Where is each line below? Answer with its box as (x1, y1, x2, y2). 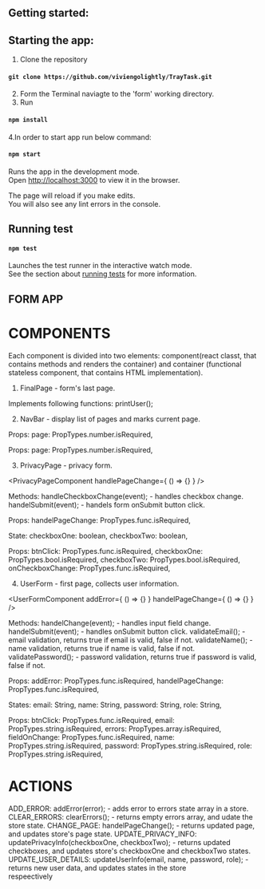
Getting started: (8, 6, 89, 20)
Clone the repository (19, 55, 88, 65)
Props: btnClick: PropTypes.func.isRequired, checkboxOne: (8, 546, 204, 555)
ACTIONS (8, 777, 73, 795)
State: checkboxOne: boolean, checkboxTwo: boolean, (8, 531, 188, 540)
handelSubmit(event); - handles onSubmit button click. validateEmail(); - (8, 626, 246, 636)
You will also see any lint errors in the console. (8, 199, 161, 208)
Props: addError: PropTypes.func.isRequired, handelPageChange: (8, 676, 223, 686)
